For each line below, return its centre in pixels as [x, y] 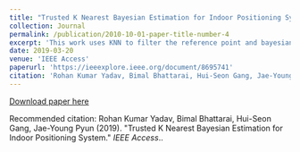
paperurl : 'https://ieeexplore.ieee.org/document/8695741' [121, 68]
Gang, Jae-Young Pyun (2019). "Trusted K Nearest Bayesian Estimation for [146, 128]
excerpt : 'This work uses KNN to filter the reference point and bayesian [151, 42]
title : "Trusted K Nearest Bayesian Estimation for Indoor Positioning [145, 17]
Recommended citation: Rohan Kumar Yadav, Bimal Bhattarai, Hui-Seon [141, 118]
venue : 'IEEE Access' [50, 59]
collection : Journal [48, 26]
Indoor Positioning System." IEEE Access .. [86, 137]
